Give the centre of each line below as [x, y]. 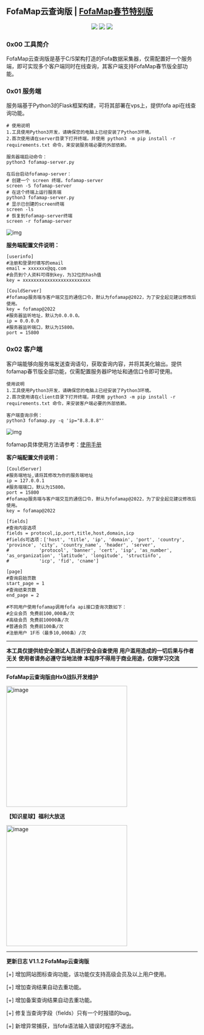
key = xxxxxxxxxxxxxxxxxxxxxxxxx [49, 280]
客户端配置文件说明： [33, 457]
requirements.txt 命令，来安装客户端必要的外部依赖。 [68, 403]
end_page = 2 [23, 595]
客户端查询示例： [25, 415]
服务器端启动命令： [27, 157]
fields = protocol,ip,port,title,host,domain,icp [70, 533]
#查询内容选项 [21, 528]
